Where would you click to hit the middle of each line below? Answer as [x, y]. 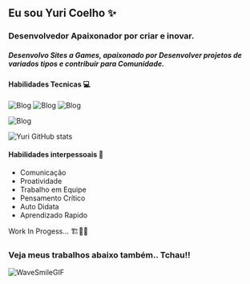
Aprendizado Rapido [54, 215]
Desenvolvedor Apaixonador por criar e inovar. [101, 36]
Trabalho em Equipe [53, 190]
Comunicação [43, 172]
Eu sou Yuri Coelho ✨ [62, 13]
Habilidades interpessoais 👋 [56, 155]
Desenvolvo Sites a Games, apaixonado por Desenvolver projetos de [125, 55]
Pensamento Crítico [52, 198]
